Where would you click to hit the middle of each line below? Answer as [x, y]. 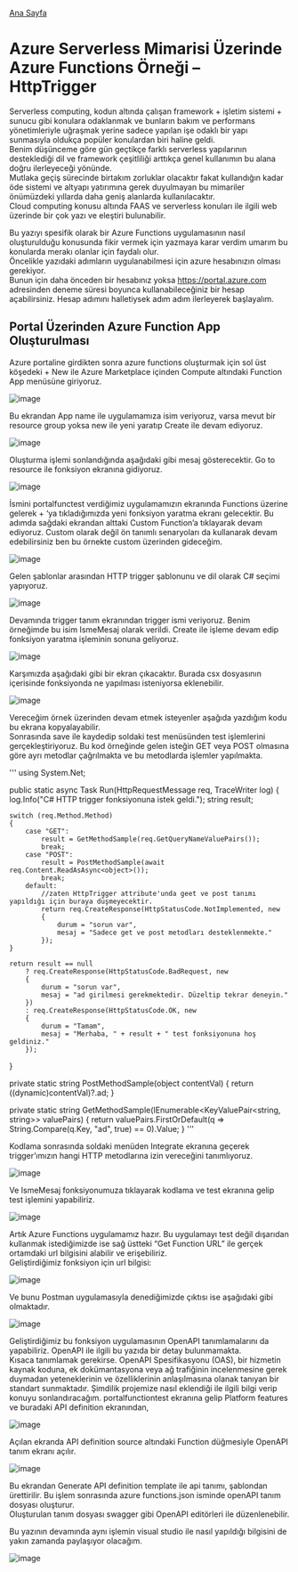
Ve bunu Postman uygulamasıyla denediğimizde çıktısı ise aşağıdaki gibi [141, 1297]
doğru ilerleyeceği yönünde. [61, 167]
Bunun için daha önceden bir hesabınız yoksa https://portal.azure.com [138, 280]
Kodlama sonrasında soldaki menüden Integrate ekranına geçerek [129, 1146]
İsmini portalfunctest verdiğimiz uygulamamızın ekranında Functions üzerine [149, 503]
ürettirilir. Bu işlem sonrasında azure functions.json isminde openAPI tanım [145, 1495]
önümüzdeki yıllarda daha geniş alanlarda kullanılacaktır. [112, 196]
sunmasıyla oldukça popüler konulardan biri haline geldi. [112, 139]
